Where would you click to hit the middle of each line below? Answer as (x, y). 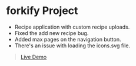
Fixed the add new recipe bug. (52, 33)
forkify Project (42, 11)
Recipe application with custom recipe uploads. (72, 27)
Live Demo (34, 57)
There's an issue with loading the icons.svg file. (72, 46)
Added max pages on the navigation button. (68, 39)
